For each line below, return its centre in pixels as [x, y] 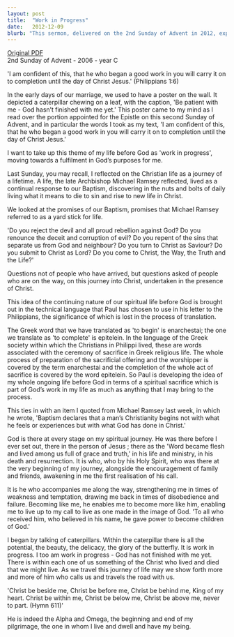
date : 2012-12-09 [36, 27]
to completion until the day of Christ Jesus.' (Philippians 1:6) [93, 82]
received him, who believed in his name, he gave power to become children [116, 519]
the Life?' [21, 260]
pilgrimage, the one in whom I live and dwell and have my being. [99, 627]
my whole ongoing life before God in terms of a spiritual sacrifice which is [113, 382]
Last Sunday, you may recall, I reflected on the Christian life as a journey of [115, 174]
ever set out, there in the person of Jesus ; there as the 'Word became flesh [116, 447]
